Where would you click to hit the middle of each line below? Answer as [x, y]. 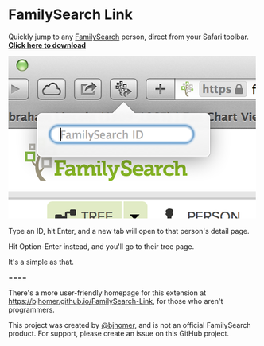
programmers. [32, 309]
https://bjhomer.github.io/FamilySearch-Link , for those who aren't [116, 301]
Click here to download [47, 45]
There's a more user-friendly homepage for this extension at [107, 293]
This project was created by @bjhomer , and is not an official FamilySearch [130, 325]
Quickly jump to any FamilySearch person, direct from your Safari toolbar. [128, 37]
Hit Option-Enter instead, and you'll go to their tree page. [101, 246]
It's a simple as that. [41, 262]
